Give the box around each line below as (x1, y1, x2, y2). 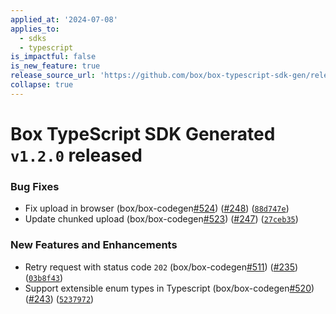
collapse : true (10, 80, 74, 90)
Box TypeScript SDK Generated (10, 122, 276, 145)
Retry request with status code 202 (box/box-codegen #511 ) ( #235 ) (24, 261, 299, 273)
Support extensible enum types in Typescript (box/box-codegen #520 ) (24, 282, 315, 294)
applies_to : (10, 24, 60, 34)
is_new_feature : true (10, 61, 101, 71)
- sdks (19, 33, 47, 43)
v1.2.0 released (10, 144, 143, 166)
